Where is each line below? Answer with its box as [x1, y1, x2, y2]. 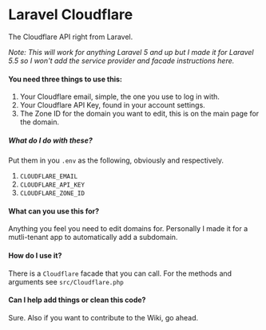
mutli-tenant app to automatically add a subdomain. [8, 233, 178, 242]
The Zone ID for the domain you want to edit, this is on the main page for [19, 109, 260, 119]
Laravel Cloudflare [8, 6, 133, 24]
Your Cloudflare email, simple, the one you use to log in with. [19, 92, 220, 101]
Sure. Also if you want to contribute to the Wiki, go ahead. [8, 312, 199, 322]
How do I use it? [8, 250, 62, 260]
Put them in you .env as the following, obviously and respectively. [8, 155, 224, 165]
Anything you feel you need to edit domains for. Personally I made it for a [8, 224, 248, 234]
